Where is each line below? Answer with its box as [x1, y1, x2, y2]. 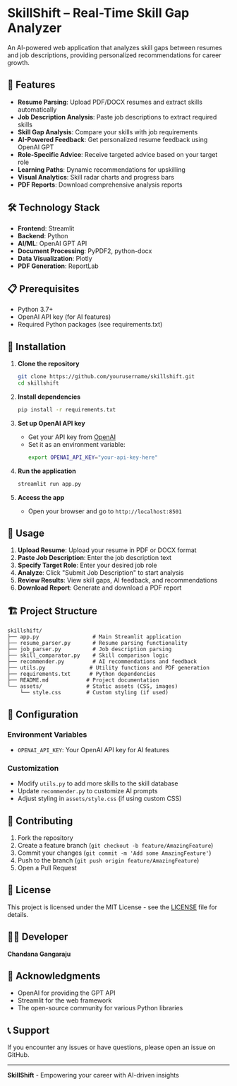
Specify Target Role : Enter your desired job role [17, 561, 157, 570]
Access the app [17, 493, 65, 501]
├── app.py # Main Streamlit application [7, 633, 181, 641]
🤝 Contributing [7, 814, 73, 827]
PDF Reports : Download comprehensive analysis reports [17, 180, 183, 189]
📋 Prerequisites [7, 283, 80, 295]
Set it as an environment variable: [28, 440, 126, 448]
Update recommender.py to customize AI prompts [17, 787, 158, 795]
